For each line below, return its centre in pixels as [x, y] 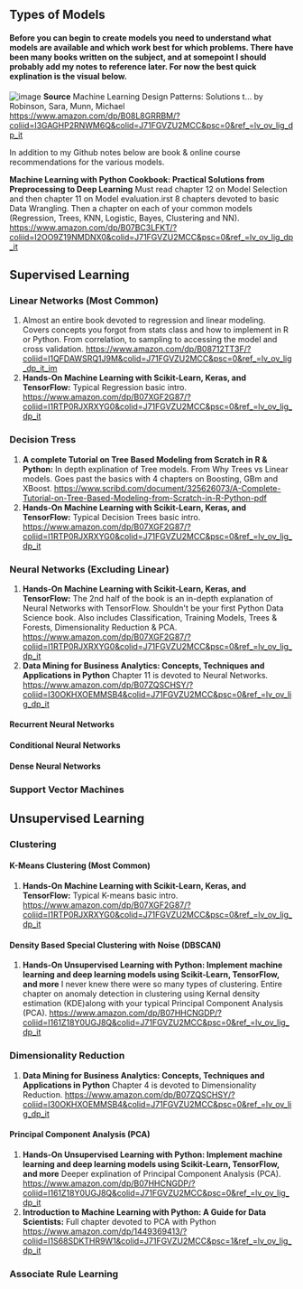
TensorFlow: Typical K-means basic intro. [100, 896]
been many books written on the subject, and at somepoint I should [138, 57]
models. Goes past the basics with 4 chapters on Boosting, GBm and [150, 479]
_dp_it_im [40, 369]
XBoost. [37, 488]
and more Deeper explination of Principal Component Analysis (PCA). [151, 1173]
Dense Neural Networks [55, 766]
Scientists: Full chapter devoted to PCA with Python [119, 1221]
